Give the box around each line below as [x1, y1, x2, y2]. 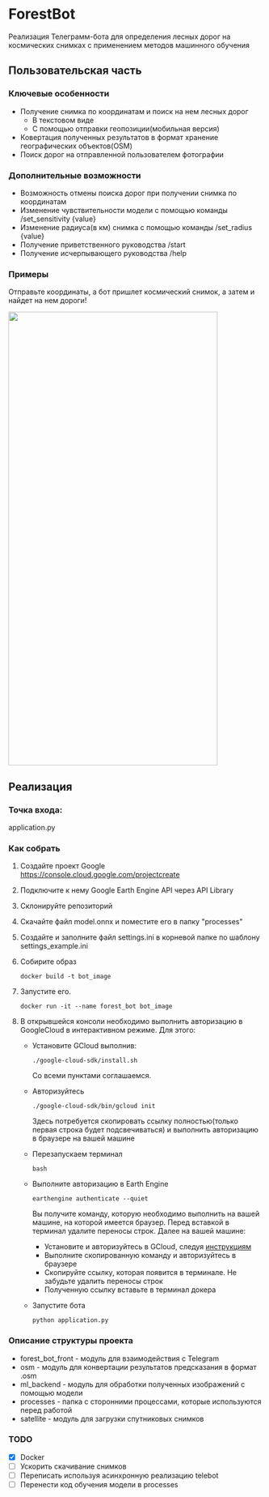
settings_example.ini [19, 941, 89, 951]
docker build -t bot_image [19, 973, 111, 981]
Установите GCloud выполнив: [32, 1041, 137, 1051]
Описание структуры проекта [8, 1335, 133, 1346]
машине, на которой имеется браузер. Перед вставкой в [32, 1218, 230, 1227]
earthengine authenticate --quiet [32, 1195, 149, 1203]
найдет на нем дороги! [8, 296, 87, 305]
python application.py [32, 1316, 109, 1324]
